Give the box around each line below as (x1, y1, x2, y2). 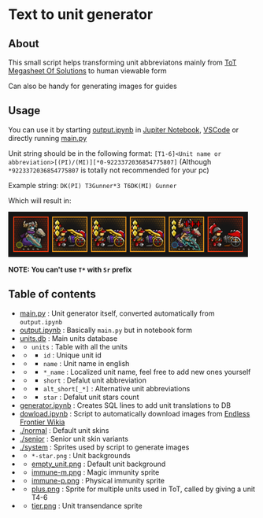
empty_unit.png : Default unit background (31, 459, 166, 468)
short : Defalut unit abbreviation (43, 376, 147, 385)
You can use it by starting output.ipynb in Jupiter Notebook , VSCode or (8, 124, 239, 135)
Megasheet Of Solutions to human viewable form (8, 66, 167, 76)
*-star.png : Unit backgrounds (31, 450, 131, 460)
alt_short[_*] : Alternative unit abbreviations (43, 383, 191, 393)
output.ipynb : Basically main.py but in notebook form (19, 325, 193, 335)
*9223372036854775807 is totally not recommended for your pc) (8, 165, 210, 175)
